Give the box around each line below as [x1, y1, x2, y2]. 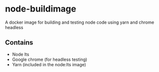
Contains [5, 39, 33, 47]
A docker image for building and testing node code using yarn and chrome [5, 19, 155, 25]
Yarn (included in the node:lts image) [12, 61, 87, 67]
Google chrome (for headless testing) [12, 57, 88, 62]
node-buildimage [5, 3, 76, 14]
